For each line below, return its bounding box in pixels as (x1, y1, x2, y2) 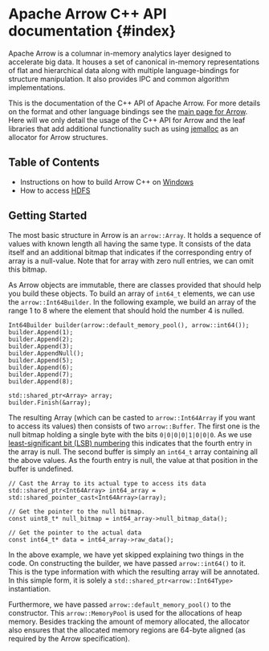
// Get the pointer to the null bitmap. (8, 507, 146, 515)
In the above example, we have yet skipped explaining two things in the (8, 550, 244, 559)
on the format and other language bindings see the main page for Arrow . (8, 106, 248, 117)
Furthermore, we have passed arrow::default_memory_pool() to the (8, 600, 231, 609)
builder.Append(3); (8, 342, 74, 350)
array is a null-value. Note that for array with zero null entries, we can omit (8, 256, 255, 265)
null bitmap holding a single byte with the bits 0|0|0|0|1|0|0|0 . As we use (8, 429, 252, 439)
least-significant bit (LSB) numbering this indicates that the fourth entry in (8, 438, 252, 448)
